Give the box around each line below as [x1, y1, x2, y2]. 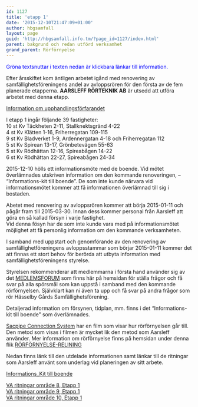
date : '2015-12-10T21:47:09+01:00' [6, 19, 94, 25]
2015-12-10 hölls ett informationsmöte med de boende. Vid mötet [6, 165, 164, 172]
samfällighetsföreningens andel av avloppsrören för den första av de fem [6, 81, 183, 88]
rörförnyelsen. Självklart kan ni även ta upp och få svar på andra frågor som [6, 287, 190, 294]
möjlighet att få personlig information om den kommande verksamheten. [6, 226, 181, 233]
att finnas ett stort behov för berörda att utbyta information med [6, 250, 161, 257]
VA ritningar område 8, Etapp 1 [6, 381, 80, 389]
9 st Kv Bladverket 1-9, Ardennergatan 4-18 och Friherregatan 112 [6, 135, 165, 142]
